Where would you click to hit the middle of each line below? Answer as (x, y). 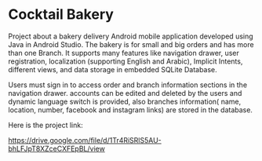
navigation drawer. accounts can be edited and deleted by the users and (125, 93)
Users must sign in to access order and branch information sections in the (128, 85)
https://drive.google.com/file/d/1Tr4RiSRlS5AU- (85, 140)
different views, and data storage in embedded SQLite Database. (113, 69)
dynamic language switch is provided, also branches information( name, (125, 101)
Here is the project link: (46, 125)
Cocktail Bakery (61, 15)
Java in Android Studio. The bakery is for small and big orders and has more (131, 44)
